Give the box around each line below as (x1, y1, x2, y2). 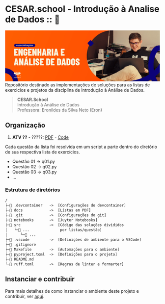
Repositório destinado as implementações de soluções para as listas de (5, 82, 150, 88)
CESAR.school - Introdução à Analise (5, 3, 160, 15)
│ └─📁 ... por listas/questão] (5, 227, 102, 232)
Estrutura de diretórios (5, 186, 60, 193)
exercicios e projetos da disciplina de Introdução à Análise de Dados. (5, 87, 145, 93)
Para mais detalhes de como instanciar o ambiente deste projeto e (5, 288, 139, 294)
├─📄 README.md (5, 256, 34, 262)
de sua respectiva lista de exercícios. (5, 149, 80, 155)
